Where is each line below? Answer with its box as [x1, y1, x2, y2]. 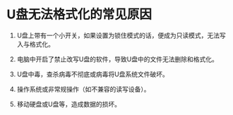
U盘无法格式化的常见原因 [6, 6, 153, 23]
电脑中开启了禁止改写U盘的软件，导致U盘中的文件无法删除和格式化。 [16, 54, 218, 63]
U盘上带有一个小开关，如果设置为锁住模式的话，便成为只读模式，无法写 [16, 31, 227, 40]
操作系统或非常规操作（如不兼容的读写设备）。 [16, 85, 150, 93]
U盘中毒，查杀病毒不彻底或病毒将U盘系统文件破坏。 [16, 70, 169, 78]
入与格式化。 [16, 40, 54, 48]
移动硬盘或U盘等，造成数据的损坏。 [16, 99, 121, 108]
